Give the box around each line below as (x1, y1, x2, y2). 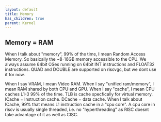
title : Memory (5, 12, 34, 16)
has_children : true (5, 16, 45, 21)
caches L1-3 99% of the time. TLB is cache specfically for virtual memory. (5, 91, 153, 97)
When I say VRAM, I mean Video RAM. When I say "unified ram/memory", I (5, 81, 154, 87)
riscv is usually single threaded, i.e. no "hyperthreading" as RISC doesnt (5, 107, 149, 112)
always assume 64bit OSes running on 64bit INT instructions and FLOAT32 (5, 61, 155, 68)
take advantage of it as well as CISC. (5, 112, 79, 118)
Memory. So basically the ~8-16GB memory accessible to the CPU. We (5, 56, 146, 62)
